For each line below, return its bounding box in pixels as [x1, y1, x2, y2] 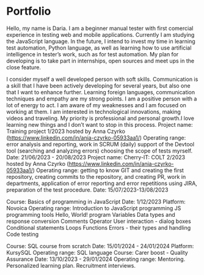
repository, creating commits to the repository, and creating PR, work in [6, 173, 186, 180]
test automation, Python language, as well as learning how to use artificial [6, 44, 192, 51]
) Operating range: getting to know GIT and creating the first [32, 167, 184, 174]
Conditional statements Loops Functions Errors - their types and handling [6, 224, 191, 231]
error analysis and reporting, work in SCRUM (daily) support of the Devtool [6, 140, 194, 148]
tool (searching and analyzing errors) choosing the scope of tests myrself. [6, 147, 193, 154]
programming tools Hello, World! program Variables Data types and [6, 211, 175, 218]
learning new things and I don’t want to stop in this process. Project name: [6, 121, 193, 128]
